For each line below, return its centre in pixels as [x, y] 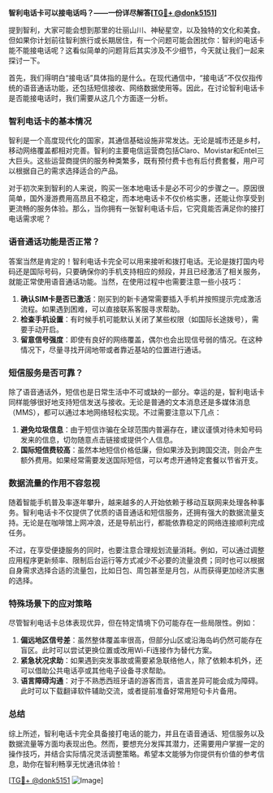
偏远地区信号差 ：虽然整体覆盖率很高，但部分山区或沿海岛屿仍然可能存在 [141, 640]
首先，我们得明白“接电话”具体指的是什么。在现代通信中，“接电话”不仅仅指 [132, 78]
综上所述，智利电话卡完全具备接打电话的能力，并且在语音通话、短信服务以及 [136, 733]
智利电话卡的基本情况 [50, 121]
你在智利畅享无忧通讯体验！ [76, 764]
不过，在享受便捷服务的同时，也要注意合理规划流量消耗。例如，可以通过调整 [136, 550]
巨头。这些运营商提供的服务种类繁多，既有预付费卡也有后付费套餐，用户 [136, 161]
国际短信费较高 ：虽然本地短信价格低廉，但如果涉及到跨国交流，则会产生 [141, 450]
